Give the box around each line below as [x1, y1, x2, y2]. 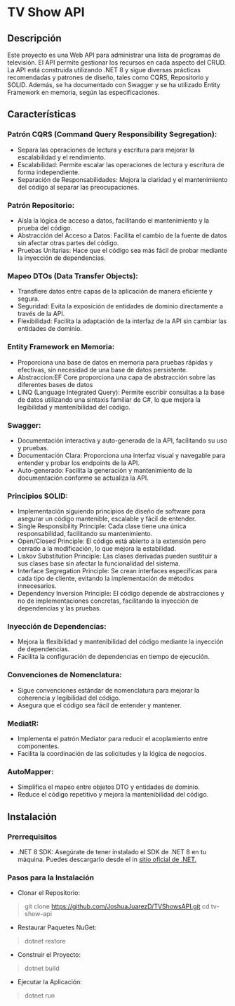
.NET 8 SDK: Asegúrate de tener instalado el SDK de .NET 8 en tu [17, 848, 207, 856]
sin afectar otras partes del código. [17, 238, 119, 247]
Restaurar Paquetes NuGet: [17, 923, 97, 932]
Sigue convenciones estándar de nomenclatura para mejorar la [17, 686, 200, 694]
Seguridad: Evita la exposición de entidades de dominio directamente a [17, 302, 223, 311]
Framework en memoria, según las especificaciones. [7, 89, 160, 96]
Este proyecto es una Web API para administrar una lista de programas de [7, 51, 221, 59]
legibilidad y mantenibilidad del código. [17, 403, 131, 411]
